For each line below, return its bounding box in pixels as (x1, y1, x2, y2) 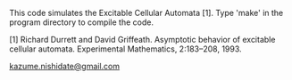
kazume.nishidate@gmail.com (9, 61, 121, 71)
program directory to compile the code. (9, 17, 154, 28)
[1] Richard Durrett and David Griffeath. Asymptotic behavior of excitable (9, 35, 276, 44)
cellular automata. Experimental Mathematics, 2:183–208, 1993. (9, 44, 243, 54)
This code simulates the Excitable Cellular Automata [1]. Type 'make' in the (9, 8, 284, 18)
